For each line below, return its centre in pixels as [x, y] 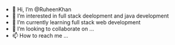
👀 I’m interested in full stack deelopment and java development [91, 16]
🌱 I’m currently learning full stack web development [76, 22]
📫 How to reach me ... [40, 36]
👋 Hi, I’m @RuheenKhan [41, 9]
